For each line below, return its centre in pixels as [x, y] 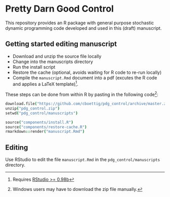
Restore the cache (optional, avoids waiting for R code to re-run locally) [87, 72]
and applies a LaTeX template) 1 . [45, 83]
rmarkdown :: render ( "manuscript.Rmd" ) [45, 132]
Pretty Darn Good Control [59, 9]
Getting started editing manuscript [61, 44]
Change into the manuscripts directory [53, 62]
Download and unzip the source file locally [57, 56]
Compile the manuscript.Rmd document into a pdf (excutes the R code [85, 78]
